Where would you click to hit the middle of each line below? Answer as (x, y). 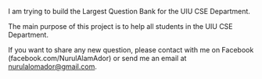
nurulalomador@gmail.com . (53, 66)
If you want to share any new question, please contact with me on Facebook (131, 50)
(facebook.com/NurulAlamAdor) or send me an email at (97, 58)
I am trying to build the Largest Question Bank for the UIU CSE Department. (129, 11)
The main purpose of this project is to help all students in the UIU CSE (120, 26)
